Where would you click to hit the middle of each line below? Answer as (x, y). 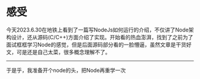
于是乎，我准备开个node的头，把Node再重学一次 (66, 70)
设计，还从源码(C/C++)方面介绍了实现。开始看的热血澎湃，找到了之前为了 (102, 37)
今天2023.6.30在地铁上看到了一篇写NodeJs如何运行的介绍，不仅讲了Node (97, 30)
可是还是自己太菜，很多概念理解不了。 (63, 52)
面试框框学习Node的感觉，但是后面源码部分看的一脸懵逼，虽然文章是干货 (96, 45)
